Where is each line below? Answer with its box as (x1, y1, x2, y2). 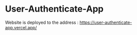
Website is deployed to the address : (5, 19, 79, 25)
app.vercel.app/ (5, 24, 37, 30)
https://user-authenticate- (79, 19, 132, 25)
